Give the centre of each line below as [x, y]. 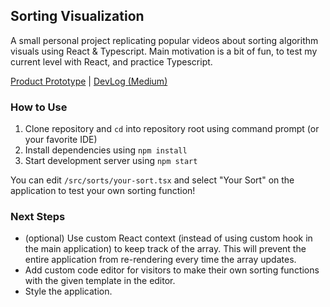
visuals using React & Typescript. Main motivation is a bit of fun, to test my [164, 51]
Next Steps [38, 217]
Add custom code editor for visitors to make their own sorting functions [172, 270]
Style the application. [68, 291]
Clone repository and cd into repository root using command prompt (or [172, 129]
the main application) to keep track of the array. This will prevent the [165, 249]
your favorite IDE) [61, 140]
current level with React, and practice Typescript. [111, 61]
